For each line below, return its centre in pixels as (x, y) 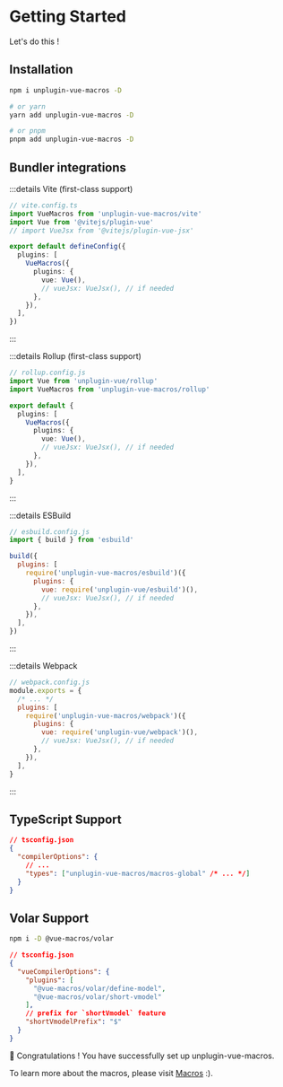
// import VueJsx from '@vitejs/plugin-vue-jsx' (102, 231)
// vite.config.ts (43, 205)
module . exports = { (46, 690)
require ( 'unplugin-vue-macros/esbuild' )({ (106, 573)
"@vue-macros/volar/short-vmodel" (98, 997)
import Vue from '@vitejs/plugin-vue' (81, 222)
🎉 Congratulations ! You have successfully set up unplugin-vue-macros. (142, 1056)
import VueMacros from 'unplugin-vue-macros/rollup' (110, 389)
